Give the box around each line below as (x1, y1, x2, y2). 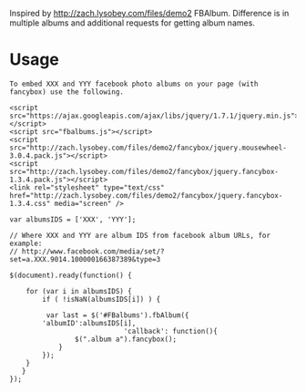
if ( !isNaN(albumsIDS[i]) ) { (42, 294, 161, 304)
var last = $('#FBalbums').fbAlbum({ (46, 310, 189, 320)
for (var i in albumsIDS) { (25, 286, 132, 295)
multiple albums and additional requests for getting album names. (9, 17, 255, 28)
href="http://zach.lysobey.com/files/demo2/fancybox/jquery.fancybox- (9, 191, 283, 200)
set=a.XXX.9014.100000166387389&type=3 (9, 254, 161, 263)
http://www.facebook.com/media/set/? (21, 246, 166, 256)
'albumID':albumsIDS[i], (42, 318, 137, 327)
